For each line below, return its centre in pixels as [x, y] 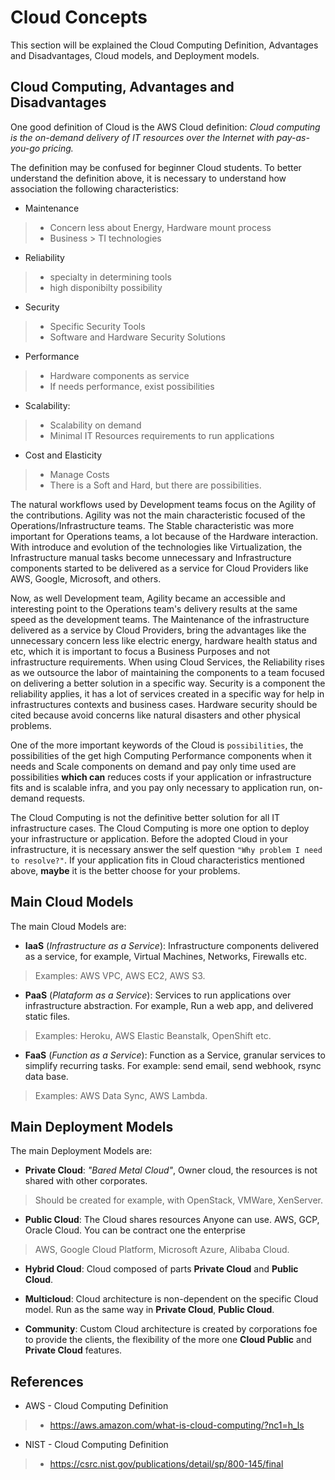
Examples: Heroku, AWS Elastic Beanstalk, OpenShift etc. [153, 1035]
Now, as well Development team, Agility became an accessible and [148, 598]
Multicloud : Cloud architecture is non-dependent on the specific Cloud [171, 1299]
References [47, 1381]
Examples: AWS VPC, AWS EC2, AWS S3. [120, 975]
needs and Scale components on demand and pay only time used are [153, 766]
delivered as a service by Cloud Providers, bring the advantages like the [158, 630]
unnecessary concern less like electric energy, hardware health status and [164, 640]
